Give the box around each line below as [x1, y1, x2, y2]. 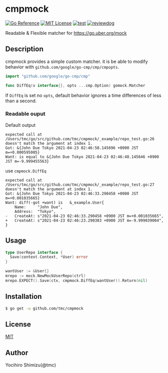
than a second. [5, 98, 37, 104]
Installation [5, 292, 42, 301]
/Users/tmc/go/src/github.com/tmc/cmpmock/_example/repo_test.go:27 [5, 182, 155, 187]
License [5, 320, 31, 328]
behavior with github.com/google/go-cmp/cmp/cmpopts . [5, 63, 119, 70]
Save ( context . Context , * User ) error [10, 254, 88, 260]
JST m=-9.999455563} [5, 159, 50, 164]
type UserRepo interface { [5, 250, 63, 255]
